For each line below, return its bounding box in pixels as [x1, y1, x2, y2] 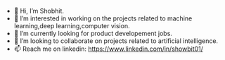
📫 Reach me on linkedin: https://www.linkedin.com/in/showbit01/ [13, 44, 204, 53]
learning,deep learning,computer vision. [13, 22, 130, 30]
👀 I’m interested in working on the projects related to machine [13, 14, 193, 23]
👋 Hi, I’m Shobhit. [13, 7, 65, 15]
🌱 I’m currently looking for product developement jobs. [13, 29, 172, 37]
